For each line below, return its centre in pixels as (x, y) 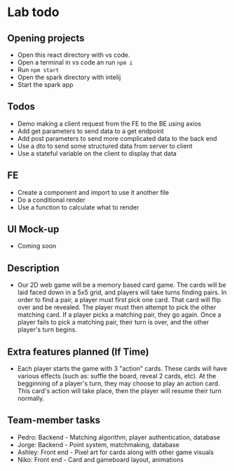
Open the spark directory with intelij (69, 77)
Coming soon (37, 246)
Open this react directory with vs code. (74, 55)
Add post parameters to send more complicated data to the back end (117, 138)
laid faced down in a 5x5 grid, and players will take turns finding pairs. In (122, 292)
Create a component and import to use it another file (93, 192)
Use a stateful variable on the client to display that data (97, 153)
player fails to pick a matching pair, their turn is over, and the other (113, 322)
